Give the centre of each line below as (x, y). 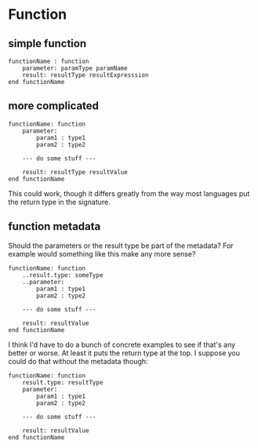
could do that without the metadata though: (78, 361)
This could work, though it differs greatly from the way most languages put (129, 193)
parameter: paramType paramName (75, 68)
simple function (47, 44)
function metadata (55, 226)
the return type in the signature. (60, 202)
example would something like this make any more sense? (102, 253)
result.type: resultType (63, 382)
